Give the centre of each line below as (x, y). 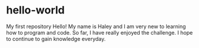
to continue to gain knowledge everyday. (56, 39)
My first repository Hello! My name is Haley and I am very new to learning (96, 26)
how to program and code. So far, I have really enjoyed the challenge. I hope (99, 32)
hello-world (36, 10)
